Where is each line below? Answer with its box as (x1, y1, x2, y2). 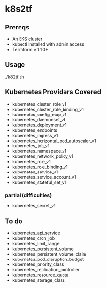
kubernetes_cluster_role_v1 (12, 101, 67, 107)
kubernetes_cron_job (12, 235, 55, 241)
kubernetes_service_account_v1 (12, 174, 76, 180)
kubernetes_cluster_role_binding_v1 (12, 106, 84, 112)
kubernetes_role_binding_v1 (12, 164, 68, 170)
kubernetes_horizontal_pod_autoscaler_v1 (12, 138, 96, 144)
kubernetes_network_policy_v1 (12, 153, 74, 159)
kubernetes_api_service (12, 230, 60, 236)
